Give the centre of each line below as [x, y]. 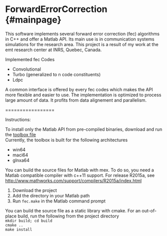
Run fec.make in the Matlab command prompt [59, 201]
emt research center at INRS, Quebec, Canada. [53, 50]
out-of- [149, 210]
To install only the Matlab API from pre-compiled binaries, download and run [84, 129]
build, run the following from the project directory [68, 216]
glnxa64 [21, 160]
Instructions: [18, 119]
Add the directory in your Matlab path [51, 195]
